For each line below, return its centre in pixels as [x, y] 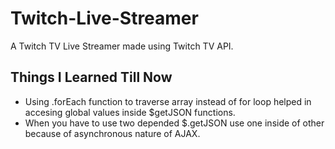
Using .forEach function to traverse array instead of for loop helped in [168, 101]
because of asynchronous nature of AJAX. [112, 133]
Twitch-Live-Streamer [104, 18]
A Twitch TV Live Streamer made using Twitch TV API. [122, 46]
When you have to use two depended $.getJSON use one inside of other [174, 123]
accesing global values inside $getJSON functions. [130, 112]
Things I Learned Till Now [91, 77]
